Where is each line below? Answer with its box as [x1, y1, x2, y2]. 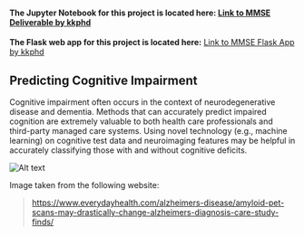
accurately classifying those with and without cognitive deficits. [9, 145, 248, 156]
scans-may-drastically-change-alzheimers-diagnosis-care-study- [31, 207, 279, 218]
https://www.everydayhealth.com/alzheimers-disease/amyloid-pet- [31, 197, 285, 208]
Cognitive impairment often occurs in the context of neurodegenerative [9, 97, 276, 108]
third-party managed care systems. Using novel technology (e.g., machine [9, 126, 288, 137]
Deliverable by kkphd [9, 16, 92, 27]
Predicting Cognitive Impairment [9, 72, 198, 88]
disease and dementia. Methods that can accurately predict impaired [9, 107, 268, 118]
